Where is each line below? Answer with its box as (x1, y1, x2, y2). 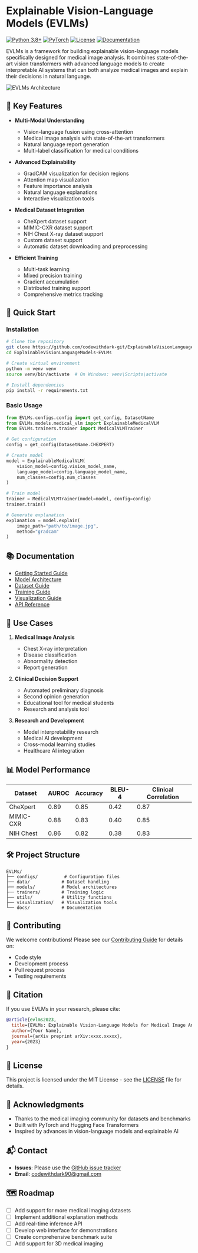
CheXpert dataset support (23, 217, 87, 225)
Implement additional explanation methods (14, 1213, 118, 1221)
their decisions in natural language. (6, 72, 91, 80)
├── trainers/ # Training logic (6, 889, 104, 895)
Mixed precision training (23, 272, 82, 279)
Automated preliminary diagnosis (23, 687, 104, 694)
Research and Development (14, 717, 84, 724)
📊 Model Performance (6, 765, 91, 775)
